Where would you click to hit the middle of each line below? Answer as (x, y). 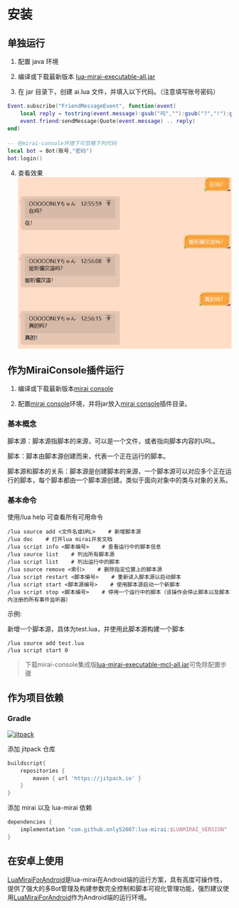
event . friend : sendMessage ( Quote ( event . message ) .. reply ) (108, 121)
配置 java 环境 (38, 62)
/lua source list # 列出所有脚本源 (61, 555)
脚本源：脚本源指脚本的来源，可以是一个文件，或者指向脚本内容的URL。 (113, 441)
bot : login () (25, 159)
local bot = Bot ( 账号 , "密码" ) (50, 151)
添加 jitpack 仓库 (31, 749)
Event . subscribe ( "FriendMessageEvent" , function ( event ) (92, 106)
